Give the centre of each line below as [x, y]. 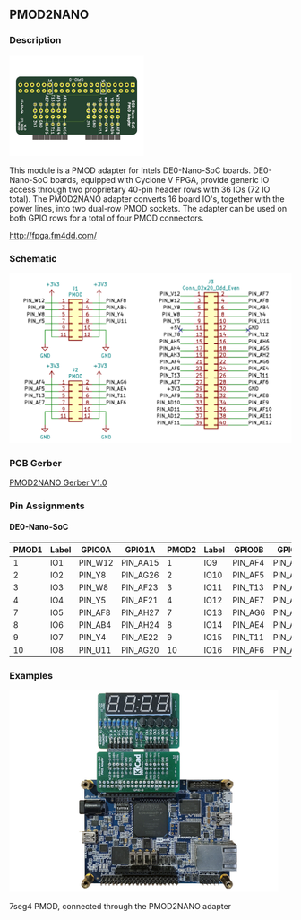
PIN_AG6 [249, 612]
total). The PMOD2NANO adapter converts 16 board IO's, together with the [147, 199]
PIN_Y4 [93, 638]
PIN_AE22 [139, 638]
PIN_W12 [96, 562]
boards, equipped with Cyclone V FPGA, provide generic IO [160, 179]
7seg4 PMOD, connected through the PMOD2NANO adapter [120, 907]
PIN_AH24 [140, 625]
